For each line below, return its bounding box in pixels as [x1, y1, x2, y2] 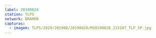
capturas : [5, 21, 26, 26]
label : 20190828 [5, 7, 39, 12]
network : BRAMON [5, 16, 39, 21]
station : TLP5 [5, 12, 35, 17]
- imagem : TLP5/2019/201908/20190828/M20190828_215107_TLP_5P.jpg [9, 26, 151, 31]
